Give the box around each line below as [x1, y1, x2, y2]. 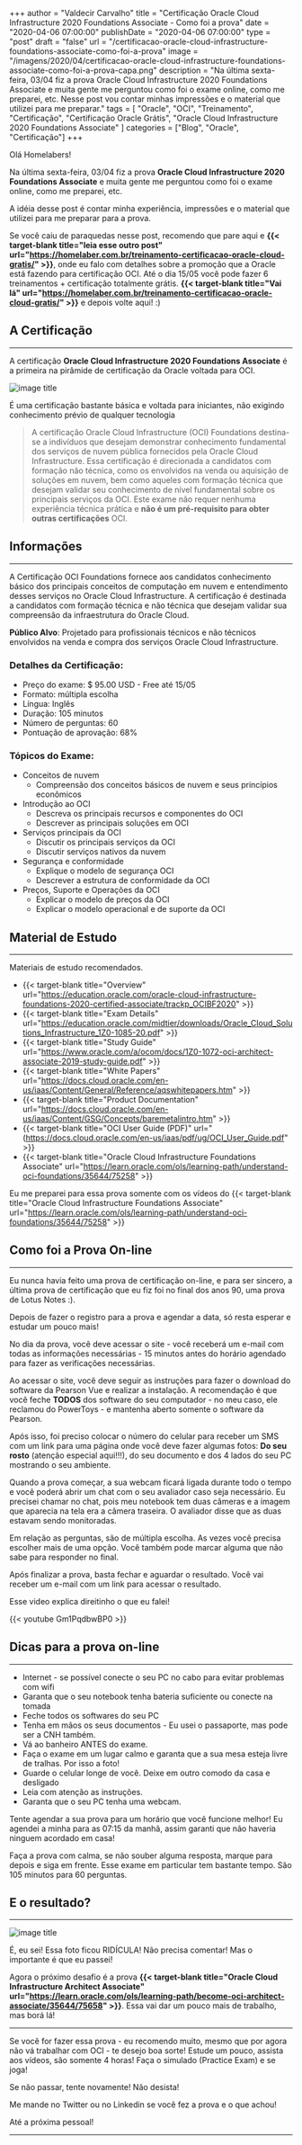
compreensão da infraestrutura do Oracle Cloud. [9, 609, 190, 620]
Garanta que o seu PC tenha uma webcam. [22, 1796, 182, 1807]
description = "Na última [158, 65, 250, 76]
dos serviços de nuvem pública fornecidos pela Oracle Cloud [31, 445, 259, 457]
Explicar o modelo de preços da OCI [35, 894, 170, 905]
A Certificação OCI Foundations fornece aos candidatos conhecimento [9, 571, 271, 582]
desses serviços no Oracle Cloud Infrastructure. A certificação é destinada [9, 590, 287, 601]
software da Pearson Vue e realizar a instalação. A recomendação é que [9, 1384, 278, 1395]
